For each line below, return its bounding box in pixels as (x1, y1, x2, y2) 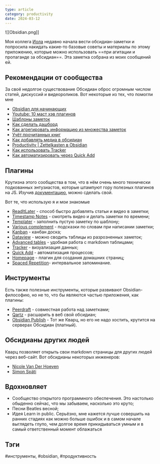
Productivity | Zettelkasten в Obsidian (12, 142, 87, 148)
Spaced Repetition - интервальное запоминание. (12, 260, 112, 266)
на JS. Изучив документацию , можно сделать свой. (5, 190, 113, 195)
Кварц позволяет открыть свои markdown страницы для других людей (5, 349, 152, 354)
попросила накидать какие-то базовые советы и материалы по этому (5, 44, 150, 50)
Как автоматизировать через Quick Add (12, 152, 95, 158)
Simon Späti (12, 368, 36, 374)
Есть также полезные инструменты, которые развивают (5, 287, 122, 292)
